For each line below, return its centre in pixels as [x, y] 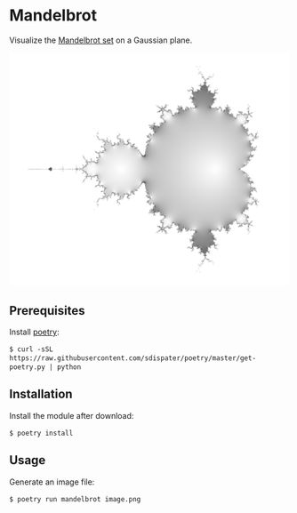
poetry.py [28, 367]
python [69, 367]
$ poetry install [41, 433]
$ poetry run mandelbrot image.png [75, 499]
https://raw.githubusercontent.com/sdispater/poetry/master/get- [132, 358]
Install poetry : [34, 332]
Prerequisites [47, 311]
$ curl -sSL [31, 349]
